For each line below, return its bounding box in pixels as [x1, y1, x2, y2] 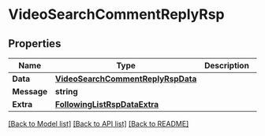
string [54, 86, 79, 97]
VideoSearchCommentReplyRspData [54, 73, 197, 84]
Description [203, 61, 250, 71]
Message [12, 86, 48, 97]
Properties [8, 37, 62, 50]
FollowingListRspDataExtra [54, 99, 159, 109]
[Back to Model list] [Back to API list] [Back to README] [8, 119, 189, 128]
